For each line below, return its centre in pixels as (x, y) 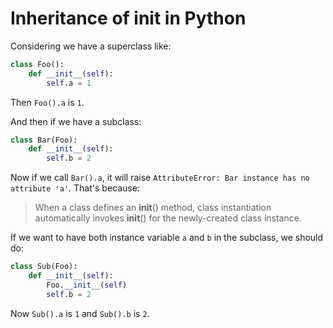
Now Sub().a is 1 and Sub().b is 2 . (80, 313)
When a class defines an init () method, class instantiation (153, 208)
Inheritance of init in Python (128, 18)
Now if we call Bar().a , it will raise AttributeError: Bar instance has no (160, 178)
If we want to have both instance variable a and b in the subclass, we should (167, 238)
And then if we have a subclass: (76, 121)
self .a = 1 (69, 83)
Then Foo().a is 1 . (47, 102)
